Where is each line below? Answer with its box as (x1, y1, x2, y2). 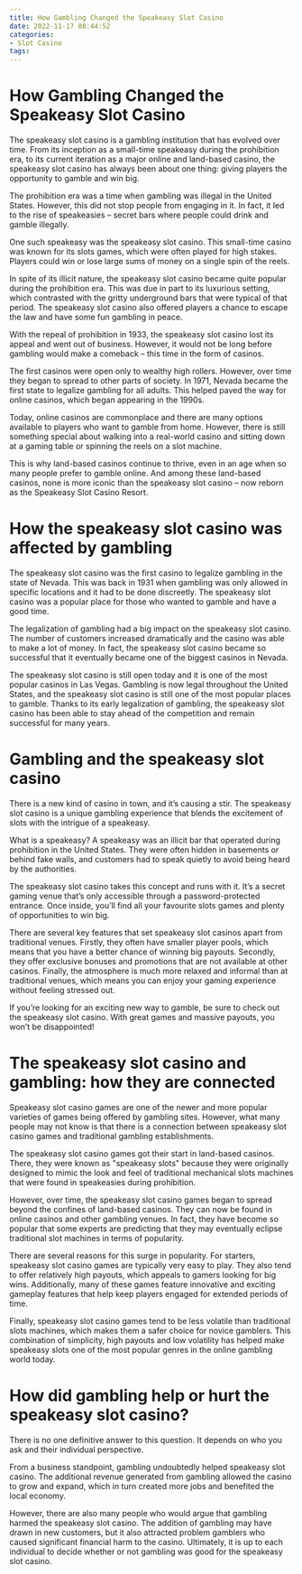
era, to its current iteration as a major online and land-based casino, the (9, 154, 275, 165)
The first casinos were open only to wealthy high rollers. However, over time (9, 366, 292, 377)
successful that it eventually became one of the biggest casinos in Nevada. (9, 652, 288, 663)
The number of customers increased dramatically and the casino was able (9, 633, 286, 643)
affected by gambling (9, 538, 173, 558)
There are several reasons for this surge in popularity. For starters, (9, 1250, 256, 1261)
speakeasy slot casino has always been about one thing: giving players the (9, 163, 288, 174)
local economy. (9, 1490, 66, 1501)
